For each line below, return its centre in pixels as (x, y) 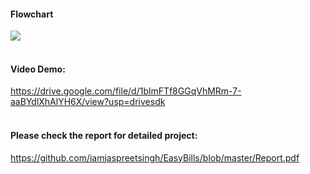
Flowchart (32, 14)
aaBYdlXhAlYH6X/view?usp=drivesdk (88, 102)
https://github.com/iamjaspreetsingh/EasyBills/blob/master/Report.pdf (155, 157)
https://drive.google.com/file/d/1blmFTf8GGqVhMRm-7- (126, 91)
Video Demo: (38, 69)
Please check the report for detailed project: (104, 135)
